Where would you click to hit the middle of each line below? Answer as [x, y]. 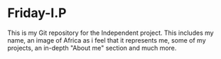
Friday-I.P [37, 13]
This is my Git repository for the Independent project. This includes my [111, 33]
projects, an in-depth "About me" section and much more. [92, 48]
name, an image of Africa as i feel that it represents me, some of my [107, 40]
